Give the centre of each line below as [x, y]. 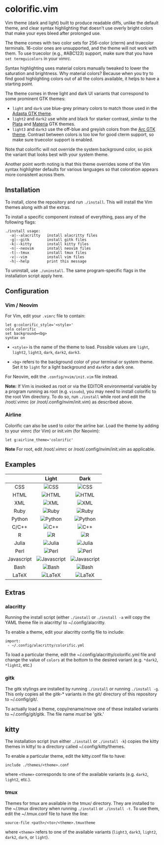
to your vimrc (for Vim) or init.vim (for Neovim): [53, 431]
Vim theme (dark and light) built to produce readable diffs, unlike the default [82, 23]
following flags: [21, 222]
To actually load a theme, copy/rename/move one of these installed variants [82, 709]
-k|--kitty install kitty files [49, 244]
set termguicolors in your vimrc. [38, 58]
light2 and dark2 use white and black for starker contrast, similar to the [84, 118]
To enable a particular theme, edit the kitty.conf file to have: [66, 756]
